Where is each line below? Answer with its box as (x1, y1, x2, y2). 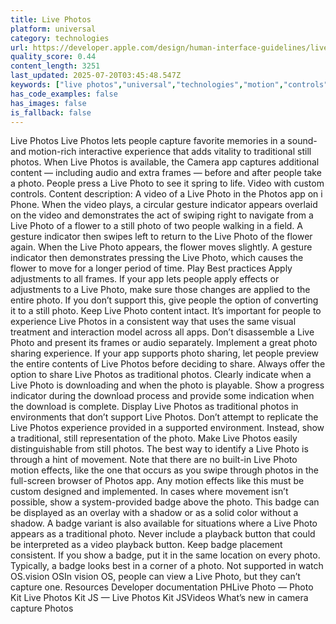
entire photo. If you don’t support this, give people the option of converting (10, 294, 319, 306)
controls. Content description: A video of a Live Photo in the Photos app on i (10, 188, 323, 200)
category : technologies (10, 33, 110, 43)
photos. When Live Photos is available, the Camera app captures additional (10, 156, 320, 168)
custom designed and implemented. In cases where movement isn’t (10, 486, 289, 498)
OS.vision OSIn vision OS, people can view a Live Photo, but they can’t (10, 571, 301, 583)
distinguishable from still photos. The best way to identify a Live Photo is (10, 443, 309, 455)
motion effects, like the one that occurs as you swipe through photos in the (10, 464, 319, 476)
